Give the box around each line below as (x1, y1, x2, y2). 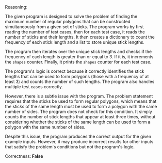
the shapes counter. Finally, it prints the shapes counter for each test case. (5, 59, 152, 65)
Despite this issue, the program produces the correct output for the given (5, 133, 152, 139)
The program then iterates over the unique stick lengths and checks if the (5, 49, 152, 54)
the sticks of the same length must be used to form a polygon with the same (5, 104, 157, 109)
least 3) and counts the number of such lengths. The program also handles (5, 79, 155, 84)
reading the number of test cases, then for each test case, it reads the (5, 29, 145, 34)
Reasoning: (5, 4, 28, 10)
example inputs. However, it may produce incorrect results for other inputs (5, 139, 154, 145)
